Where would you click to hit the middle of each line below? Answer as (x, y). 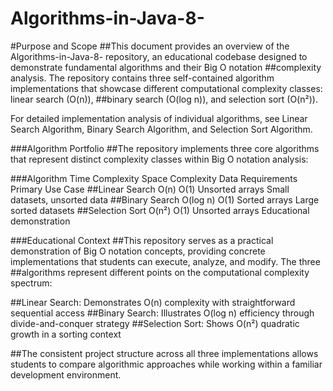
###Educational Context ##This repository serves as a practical (142, 240)
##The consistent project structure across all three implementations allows (164, 353)
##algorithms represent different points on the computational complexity (160, 272)
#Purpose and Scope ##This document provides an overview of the (150, 46)
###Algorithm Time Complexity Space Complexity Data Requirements (154, 178)
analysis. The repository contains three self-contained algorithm (142, 78)
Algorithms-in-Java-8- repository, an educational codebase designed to (159, 56)
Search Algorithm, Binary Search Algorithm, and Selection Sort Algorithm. (161, 129)
